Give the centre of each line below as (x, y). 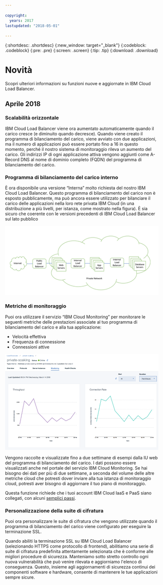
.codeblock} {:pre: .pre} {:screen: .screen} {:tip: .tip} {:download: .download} (81, 51)
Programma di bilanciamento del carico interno (62, 177)
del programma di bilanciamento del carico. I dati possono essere (71, 463)
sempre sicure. (20, 577)
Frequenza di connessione (39, 342)
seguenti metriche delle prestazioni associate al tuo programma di (71, 322)
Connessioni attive (31, 347)
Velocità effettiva (29, 336)
